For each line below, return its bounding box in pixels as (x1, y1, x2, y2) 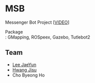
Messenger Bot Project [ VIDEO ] (5, 19, 70, 25)
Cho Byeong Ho (12, 72, 45, 78)
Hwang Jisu (12, 67, 37, 73)
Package (5, 29, 23, 35)
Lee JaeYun (12, 61, 37, 67)
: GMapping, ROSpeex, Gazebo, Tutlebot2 (5, 34, 91, 40)
